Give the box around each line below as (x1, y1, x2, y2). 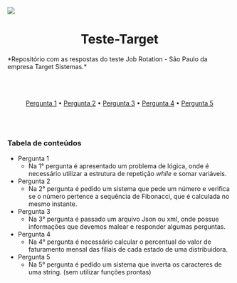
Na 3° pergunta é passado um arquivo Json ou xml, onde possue (28, 215, 219, 224)
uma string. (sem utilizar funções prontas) (28, 268, 152, 277)
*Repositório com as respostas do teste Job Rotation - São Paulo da (7, 54, 208, 63)
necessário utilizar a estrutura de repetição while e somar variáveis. (28, 170, 227, 178)
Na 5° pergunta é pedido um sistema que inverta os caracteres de (28, 260, 222, 269)
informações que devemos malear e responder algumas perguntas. (28, 222, 226, 231)
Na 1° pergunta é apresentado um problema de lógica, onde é (28, 162, 209, 170)
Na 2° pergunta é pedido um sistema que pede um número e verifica (28, 185, 230, 193)
